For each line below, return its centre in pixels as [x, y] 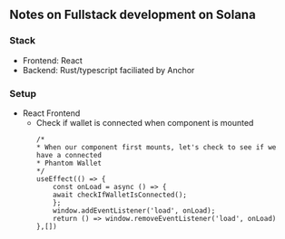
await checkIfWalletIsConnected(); [120, 195]
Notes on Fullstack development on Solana [133, 15]
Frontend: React [53, 60]
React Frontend [51, 113]
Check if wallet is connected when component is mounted [145, 122]
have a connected [69, 155]
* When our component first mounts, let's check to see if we [156, 147]
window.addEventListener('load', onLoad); [134, 210]
